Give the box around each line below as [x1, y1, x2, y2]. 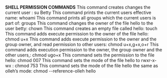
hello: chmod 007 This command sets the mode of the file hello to [5, 57, 141, 63]
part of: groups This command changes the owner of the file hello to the [5, 20, 154, 26]
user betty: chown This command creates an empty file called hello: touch [5, 25, 158, 31]
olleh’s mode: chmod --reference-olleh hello [5, 68, 96, 74]
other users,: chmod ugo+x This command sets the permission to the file [5, 52, 155, 58]
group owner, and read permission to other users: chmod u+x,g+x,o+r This [5, 41, 159, 47]
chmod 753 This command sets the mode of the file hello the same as [14, 62, 159, 68]
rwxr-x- [141, 57, 157, 63]
